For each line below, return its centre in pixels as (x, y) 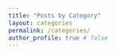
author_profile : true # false (58, 38)
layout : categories (41, 23)
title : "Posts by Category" (55, 15)
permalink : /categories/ (49, 30)
